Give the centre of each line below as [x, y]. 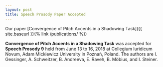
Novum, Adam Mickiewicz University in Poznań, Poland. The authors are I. [81, 54]
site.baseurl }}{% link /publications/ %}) [46, 34]
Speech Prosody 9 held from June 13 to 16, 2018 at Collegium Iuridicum [79, 49]
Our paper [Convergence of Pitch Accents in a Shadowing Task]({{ [74, 28]
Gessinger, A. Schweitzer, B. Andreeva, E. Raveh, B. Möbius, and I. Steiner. [81, 59]
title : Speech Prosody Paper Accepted [45, 14]
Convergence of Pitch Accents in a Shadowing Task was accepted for [78, 43]
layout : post [19, 10]
